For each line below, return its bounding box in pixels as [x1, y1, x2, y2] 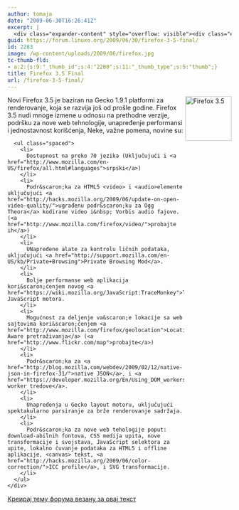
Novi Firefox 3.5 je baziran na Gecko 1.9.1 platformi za [7, 96, 164, 105]
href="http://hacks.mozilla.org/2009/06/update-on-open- [7, 196, 180, 203]
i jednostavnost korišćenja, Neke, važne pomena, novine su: [7, 126, 184, 135]
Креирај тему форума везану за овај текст [7, 495, 137, 504]
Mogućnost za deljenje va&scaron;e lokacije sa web [26, 314, 183, 322]
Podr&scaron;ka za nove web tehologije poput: [26, 426, 167, 434]
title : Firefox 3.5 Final [7, 70, 84, 77]
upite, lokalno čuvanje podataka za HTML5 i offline [7, 445, 167, 452]
